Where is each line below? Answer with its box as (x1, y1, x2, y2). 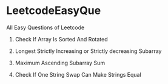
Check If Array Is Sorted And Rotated (15, 35, 108, 43)
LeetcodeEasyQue (6, 4, 101, 18)
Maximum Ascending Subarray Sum (15, 59, 105, 66)
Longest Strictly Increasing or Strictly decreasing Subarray (15, 47, 162, 55)
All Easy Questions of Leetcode (6, 24, 85, 31)
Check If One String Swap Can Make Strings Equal (15, 71, 141, 78)
